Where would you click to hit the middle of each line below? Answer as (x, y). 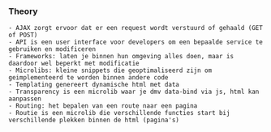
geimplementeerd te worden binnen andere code (88, 78)
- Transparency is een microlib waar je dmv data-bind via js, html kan (134, 92)
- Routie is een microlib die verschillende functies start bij (119, 113)
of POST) (23, 35)
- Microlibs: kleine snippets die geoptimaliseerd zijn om (110, 70)
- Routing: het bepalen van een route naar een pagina (103, 106)
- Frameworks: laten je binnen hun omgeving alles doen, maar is (121, 57)
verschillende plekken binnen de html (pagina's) (94, 120)
